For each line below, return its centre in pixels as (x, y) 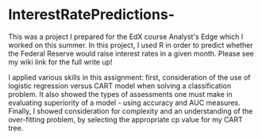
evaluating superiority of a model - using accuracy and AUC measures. (124, 102)
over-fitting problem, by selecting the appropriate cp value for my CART (126, 119)
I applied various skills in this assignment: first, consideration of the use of (129, 77)
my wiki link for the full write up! (60, 62)
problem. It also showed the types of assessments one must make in (120, 94)
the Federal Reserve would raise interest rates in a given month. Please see (131, 53)
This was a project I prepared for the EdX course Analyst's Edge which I (126, 37)
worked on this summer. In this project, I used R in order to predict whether (131, 44)
